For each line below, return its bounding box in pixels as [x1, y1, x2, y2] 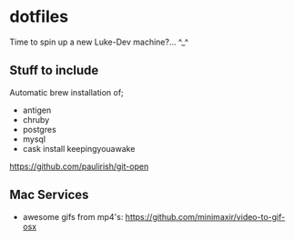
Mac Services [9, 187, 89, 203]
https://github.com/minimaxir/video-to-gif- [125, 211, 286, 222]
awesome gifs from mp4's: [22, 211, 124, 222]
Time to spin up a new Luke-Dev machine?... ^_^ [9, 36, 189, 47]
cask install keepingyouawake [22, 143, 136, 154]
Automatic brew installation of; [9, 86, 125, 97]
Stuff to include [9, 63, 99, 78]
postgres [22, 124, 56, 135]
